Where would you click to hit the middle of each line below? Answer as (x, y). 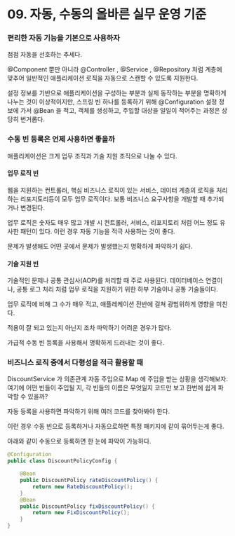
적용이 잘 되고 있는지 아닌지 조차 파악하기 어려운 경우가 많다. (89, 328)
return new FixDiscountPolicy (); (81, 513)
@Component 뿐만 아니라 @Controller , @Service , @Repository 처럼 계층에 (115, 69)
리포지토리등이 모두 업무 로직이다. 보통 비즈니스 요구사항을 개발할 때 (113, 199)
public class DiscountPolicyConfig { (62, 461)
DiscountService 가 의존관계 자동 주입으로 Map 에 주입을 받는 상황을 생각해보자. (117, 379)
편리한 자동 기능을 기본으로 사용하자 (64, 38)
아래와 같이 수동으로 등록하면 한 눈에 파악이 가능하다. (79, 441)
